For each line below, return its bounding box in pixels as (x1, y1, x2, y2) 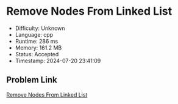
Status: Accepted (15, 50, 59, 58)
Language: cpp (15, 31, 54, 38)
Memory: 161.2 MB (15, 44, 62, 51)
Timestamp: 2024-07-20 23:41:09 (15, 57, 101, 64)
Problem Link (6, 75, 57, 85)
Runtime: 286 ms (15, 37, 59, 45)
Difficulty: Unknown (15, 24, 65, 32)
